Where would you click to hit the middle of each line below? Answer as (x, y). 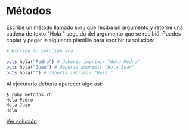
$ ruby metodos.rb (29, 95)
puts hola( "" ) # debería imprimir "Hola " (60, 72)
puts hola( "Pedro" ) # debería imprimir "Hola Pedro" (73, 61)
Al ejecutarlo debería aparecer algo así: (55, 84)
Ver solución (21, 121)
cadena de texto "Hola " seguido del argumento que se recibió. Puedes (94, 33)
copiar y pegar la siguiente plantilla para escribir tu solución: (80, 40)
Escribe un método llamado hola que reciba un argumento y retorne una (95, 27)
